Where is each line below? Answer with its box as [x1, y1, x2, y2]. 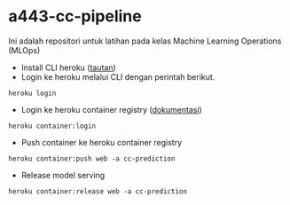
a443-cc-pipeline [8, 6, 143, 27]
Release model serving [20, 170, 106, 180]
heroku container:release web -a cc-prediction [8, 186, 188, 196]
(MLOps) [8, 44, 41, 55]
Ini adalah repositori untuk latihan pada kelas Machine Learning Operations [8, 35, 282, 46]
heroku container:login [8, 122, 97, 130]
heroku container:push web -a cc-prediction [8, 154, 176, 163]
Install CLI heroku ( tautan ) [20, 62, 116, 73]
